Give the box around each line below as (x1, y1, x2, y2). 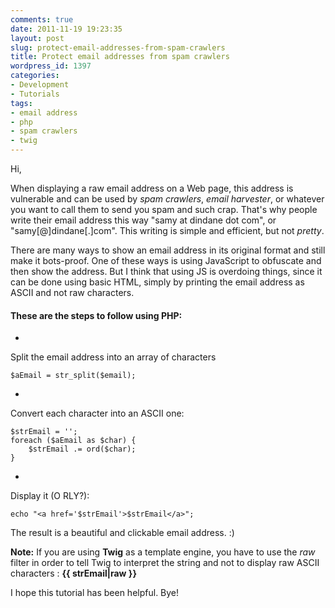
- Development (10, 80, 70, 90)
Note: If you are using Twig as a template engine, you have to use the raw (10, 546, 316, 558)
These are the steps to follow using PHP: (10, 309, 183, 321)
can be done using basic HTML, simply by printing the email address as (10, 276, 305, 288)
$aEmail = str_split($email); (10, 371, 137, 381)
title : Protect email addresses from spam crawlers (10, 52, 230, 62)
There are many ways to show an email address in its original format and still (10, 244, 326, 256)
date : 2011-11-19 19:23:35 (10, 24, 123, 34)
